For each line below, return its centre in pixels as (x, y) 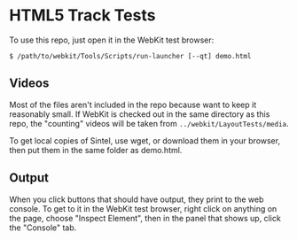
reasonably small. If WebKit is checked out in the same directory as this (140, 114)
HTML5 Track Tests (82, 15)
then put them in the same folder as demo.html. (96, 150)
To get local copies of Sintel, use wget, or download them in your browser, (145, 140)
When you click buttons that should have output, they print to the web (137, 199)
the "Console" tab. (43, 228)
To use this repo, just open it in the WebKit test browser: (112, 40)
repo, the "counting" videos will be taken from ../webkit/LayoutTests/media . (149, 123)
